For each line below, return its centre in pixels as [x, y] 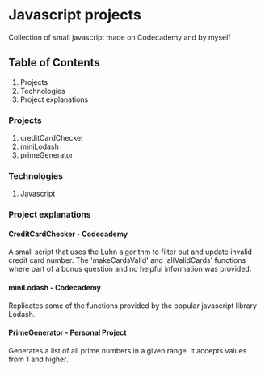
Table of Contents [55, 63]
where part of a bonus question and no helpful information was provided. [130, 269]
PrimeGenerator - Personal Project [67, 332]
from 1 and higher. [38, 359]
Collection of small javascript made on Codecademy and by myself [120, 37]
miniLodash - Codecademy [55, 288]
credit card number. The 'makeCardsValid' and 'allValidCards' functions [127, 260]
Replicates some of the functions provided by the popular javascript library [132, 306]
